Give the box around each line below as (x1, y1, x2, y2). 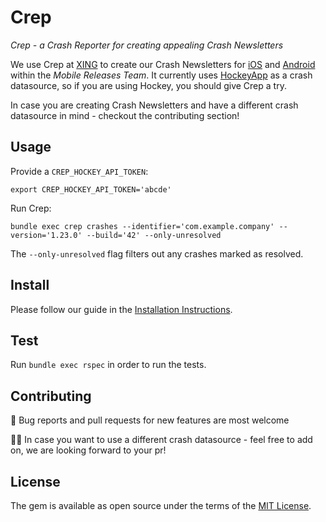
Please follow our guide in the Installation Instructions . (10, 303, 233, 315)
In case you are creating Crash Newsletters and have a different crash (10, 99, 299, 111)
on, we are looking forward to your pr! (10, 444, 167, 456)
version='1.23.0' (10, 230, 83, 240)
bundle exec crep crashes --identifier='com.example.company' (10, 221, 275, 231)
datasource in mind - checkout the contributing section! (10, 109, 240, 121)
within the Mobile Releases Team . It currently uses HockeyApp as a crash (10, 69, 313, 81)
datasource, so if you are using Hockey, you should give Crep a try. (10, 79, 287, 91)
